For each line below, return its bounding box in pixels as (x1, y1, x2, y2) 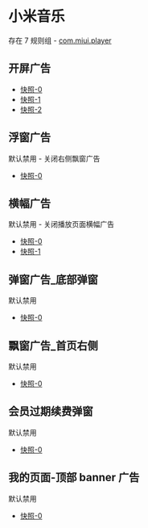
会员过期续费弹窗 (8, 404, 93, 418)
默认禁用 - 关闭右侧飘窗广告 (8, 153, 101, 163)
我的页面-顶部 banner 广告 (8, 471, 140, 484)
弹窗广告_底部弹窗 (8, 272, 98, 287)
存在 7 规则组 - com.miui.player (8, 36, 112, 45)
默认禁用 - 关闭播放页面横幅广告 (8, 220, 115, 229)
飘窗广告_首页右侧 (8, 338, 98, 352)
